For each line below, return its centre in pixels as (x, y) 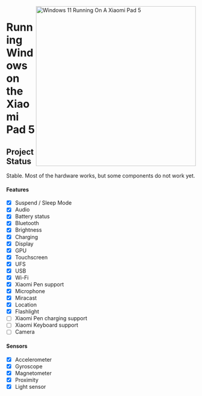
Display (24, 244)
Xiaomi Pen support (39, 284)
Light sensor (30, 386)
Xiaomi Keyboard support (47, 325)
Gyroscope (29, 366)
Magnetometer (33, 373)
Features (17, 190)
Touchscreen (31, 257)
